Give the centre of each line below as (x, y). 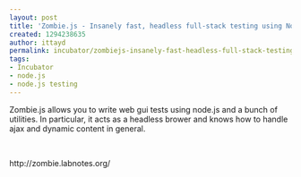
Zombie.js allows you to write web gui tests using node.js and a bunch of (143, 109)
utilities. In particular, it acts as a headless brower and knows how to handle (149, 119)
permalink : (30, 51)
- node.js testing (43, 84)
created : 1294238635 (48, 34)
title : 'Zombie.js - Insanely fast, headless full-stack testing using (146, 26)
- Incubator (31, 68)
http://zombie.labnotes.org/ (60, 163)
